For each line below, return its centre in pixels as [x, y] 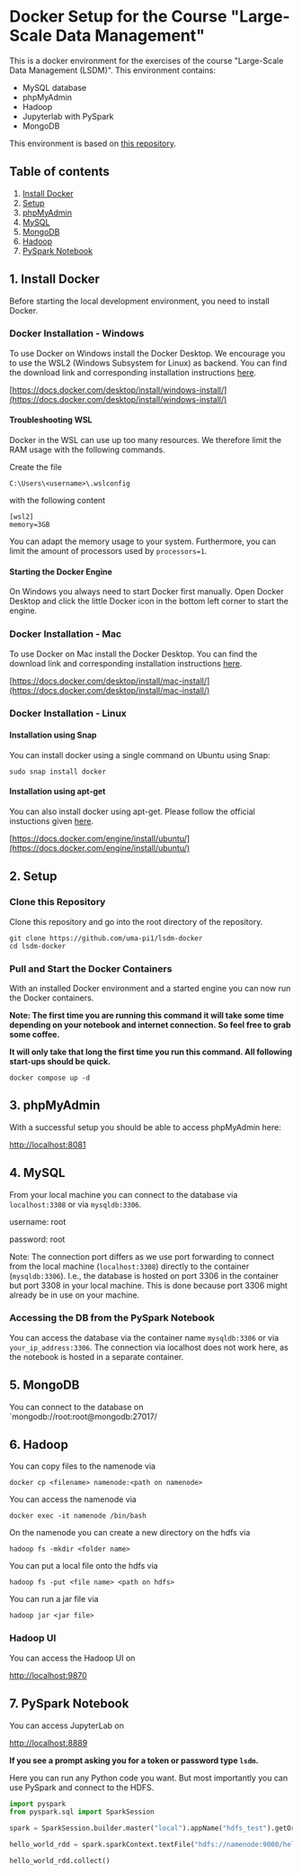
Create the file [36, 467]
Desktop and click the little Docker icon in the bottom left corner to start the [149, 602]
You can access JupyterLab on [67, 1725]
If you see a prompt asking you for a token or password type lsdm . [134, 1760]
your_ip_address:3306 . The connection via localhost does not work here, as [149, 1347]
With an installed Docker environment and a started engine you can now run [150, 988]
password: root [37, 1239]
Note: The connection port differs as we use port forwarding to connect [142, 1256]
